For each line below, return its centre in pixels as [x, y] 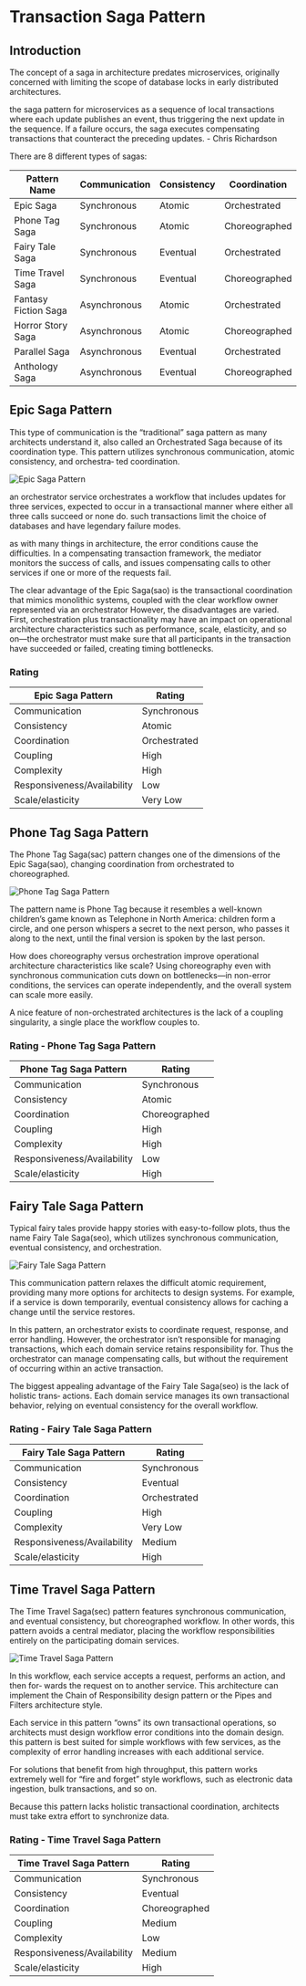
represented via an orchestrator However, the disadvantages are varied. [144, 610]
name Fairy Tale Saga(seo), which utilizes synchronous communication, [144, 1238]
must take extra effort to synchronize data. [90, 1816]
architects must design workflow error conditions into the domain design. [147, 1732]
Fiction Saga [41, 310]
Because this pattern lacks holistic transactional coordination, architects [144, 1807]
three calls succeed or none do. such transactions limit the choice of [138, 516]
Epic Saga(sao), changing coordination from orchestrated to [122, 863]
